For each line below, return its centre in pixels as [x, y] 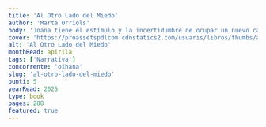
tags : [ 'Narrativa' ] [42, 60]
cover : [19, 37]
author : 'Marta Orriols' [49, 23]
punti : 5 [23, 81]
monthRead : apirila [40, 52]
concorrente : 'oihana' [46, 67]
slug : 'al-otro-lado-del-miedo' [61, 74]
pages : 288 [26, 103]
